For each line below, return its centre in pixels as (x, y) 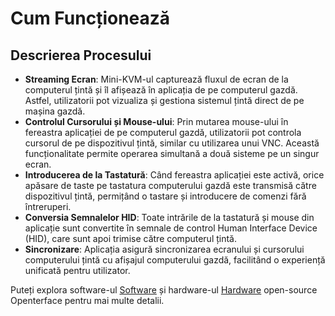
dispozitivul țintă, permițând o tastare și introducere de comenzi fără (165, 196)
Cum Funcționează (90, 18)
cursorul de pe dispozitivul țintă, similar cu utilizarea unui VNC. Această (172, 143)
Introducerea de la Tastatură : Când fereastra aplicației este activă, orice (174, 175)
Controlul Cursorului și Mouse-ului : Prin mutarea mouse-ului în (156, 121)
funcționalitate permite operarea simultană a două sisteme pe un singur (172, 153)
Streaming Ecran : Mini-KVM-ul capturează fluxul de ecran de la (156, 79)
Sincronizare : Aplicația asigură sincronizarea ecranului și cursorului (164, 249)
